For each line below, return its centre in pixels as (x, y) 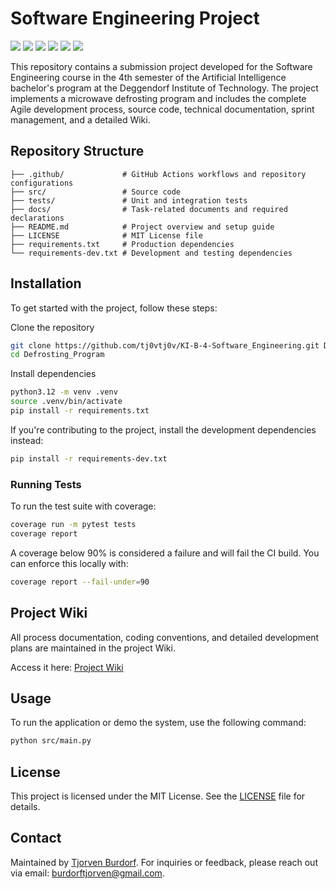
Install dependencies (53, 374)
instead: (27, 440)
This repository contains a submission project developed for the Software (161, 66)
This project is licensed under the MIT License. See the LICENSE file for (158, 796)
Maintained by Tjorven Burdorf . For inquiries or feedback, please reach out (164, 862)
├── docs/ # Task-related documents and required (149, 209)
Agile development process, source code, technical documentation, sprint (162, 109)
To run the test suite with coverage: (83, 506)
